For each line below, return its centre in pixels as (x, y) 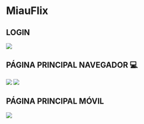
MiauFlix (27, 11)
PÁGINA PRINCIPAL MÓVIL (55, 101)
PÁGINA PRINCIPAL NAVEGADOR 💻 (72, 65)
